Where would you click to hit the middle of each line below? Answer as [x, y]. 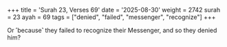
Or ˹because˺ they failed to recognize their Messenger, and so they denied [112, 30]
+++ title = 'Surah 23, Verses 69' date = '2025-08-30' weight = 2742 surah [114, 10]
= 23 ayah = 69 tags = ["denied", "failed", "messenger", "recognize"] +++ [111, 17]
